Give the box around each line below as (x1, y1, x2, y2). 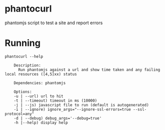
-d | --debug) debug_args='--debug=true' (14, 115, 102, 121)
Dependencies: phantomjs (14, 80, 66, 86)
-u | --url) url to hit (14, 94, 64, 99)
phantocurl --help (5, 54, 43, 59)
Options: (14, 89, 32, 94)
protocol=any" (5, 111, 35, 116)
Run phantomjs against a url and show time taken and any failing (18, 67, 160, 72)
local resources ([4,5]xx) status (5, 72, 77, 77)
